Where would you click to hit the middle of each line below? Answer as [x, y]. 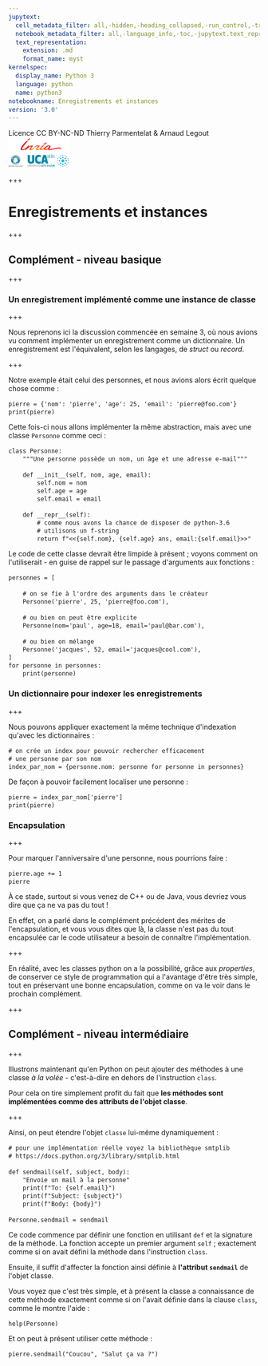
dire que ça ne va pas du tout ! [59, 905]
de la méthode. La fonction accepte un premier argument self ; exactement [132, 1243]
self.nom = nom [62, 483]
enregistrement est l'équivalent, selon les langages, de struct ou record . [126, 349]
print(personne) [50, 674]
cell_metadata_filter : [53, 25]
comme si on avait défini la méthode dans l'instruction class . [108, 1251]
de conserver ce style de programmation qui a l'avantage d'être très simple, [133, 976]
